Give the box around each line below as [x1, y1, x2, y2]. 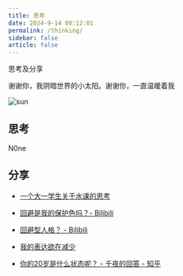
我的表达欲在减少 [19, 242, 76, 251]
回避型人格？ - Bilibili [19, 224, 89, 235]
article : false [8, 41, 59, 49]
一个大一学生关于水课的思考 [19, 191, 111, 200]
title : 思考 [8, 11, 45, 20]
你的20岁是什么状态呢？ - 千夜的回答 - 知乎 [19, 259, 161, 268]
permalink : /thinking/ [8, 26, 83, 34]
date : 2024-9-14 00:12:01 [8, 19, 93, 27]
